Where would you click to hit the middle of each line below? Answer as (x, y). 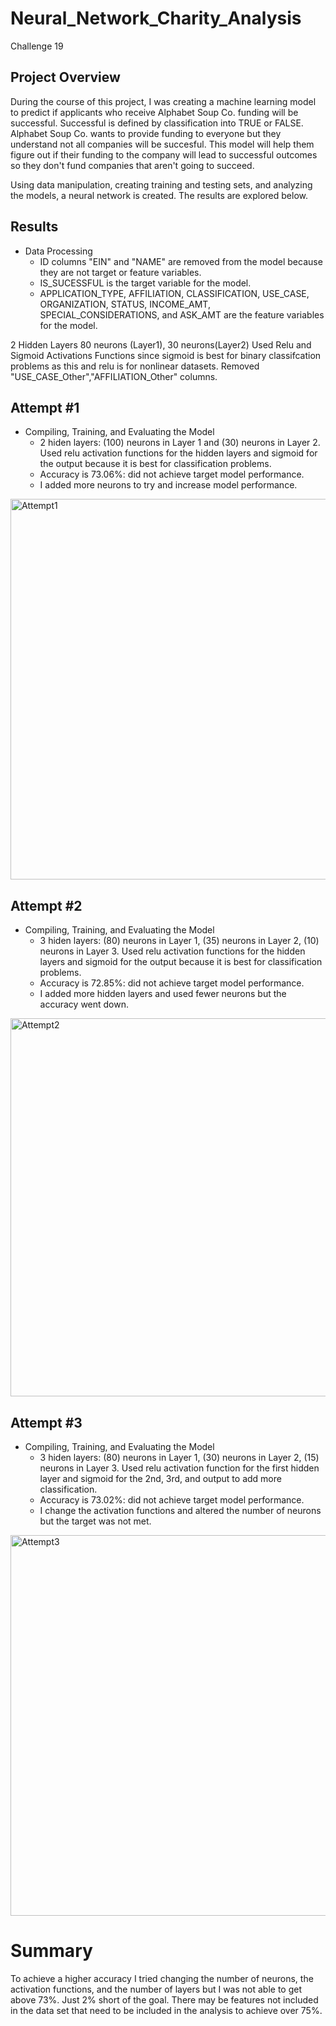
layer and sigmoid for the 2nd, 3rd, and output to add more (160, 1478)
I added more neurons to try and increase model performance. (168, 485)
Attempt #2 (46, 905)
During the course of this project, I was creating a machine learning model (163, 101)
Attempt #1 (45, 407)
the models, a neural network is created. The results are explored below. (159, 195)
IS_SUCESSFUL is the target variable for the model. (145, 283)
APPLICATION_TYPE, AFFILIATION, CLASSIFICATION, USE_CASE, (174, 293)
